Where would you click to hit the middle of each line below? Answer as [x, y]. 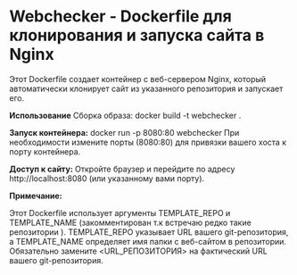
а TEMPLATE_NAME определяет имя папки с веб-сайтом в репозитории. [148, 241]
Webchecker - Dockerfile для [120, 17]
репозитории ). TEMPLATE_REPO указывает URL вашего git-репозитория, [149, 232]
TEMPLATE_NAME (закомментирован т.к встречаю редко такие [130, 222]
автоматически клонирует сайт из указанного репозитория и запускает [146, 88]
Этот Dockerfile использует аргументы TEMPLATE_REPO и [120, 212]
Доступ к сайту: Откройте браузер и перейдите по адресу [122, 169]
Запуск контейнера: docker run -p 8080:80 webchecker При [124, 132]
